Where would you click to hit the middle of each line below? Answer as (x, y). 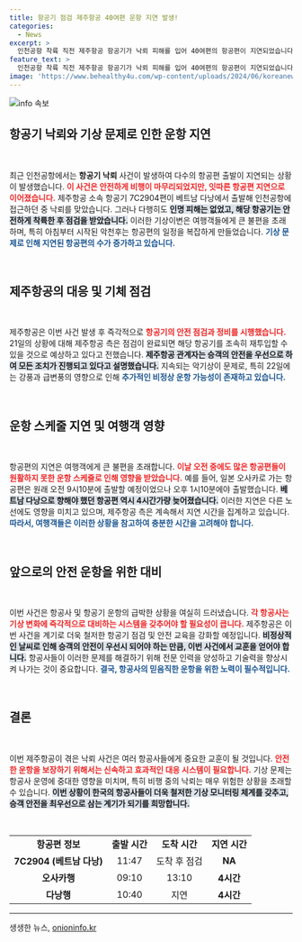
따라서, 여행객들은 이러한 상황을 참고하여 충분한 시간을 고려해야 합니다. (132, 523)
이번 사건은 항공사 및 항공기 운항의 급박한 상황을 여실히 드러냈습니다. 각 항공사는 (149, 613)
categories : (31, 26)
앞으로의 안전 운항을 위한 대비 (86, 572)
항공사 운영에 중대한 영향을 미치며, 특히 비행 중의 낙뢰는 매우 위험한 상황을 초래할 (151, 781)
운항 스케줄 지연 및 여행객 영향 (87, 426)
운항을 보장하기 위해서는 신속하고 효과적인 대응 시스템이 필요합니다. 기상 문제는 (155, 769)
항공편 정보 (58, 844)
